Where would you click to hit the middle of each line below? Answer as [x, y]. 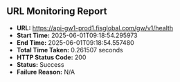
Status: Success [40, 64]
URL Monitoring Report [57, 11]
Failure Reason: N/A [46, 72]
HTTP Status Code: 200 [51, 57]
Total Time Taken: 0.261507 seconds [70, 50]
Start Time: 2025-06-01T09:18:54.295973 [77, 35]
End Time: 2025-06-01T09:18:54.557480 [75, 42]
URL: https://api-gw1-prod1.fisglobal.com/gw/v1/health [95, 28]
